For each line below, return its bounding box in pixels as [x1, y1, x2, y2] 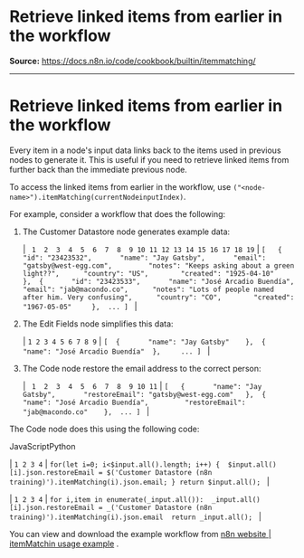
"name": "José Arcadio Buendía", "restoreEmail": [22, 398, 246, 407]
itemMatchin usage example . [9, 538, 119, 549]
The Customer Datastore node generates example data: [22, 226, 231, 237]
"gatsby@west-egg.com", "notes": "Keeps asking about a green [22, 260, 295, 270]
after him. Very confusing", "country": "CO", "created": [22, 292, 295, 302]
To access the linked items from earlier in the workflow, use [9, 181, 232, 192]
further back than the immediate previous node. [9, 164, 187, 175]
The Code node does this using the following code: [9, 423, 200, 434]
